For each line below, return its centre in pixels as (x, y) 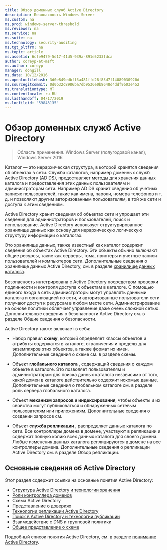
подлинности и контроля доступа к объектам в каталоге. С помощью (79, 287)
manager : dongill (23, 71)
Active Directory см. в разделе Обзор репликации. (66, 453)
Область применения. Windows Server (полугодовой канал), (82, 152)
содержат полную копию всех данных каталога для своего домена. (85, 437)
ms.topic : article (24, 52)
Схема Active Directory (37, 500)
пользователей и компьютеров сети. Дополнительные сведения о (76, 261)
